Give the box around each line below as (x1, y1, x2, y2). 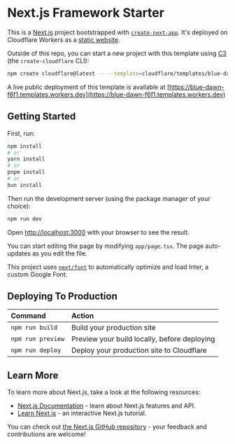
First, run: (7, 129, 35, 137)
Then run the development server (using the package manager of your (7, 194, 211, 202)
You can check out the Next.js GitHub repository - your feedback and (7, 422, 208, 431)
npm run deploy (10, 347, 62, 354)
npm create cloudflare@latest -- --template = (7, 70, 142, 77)
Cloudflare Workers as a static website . (7, 35, 120, 43)
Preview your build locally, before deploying (71, 334, 215, 344)
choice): (7, 202, 31, 210)
